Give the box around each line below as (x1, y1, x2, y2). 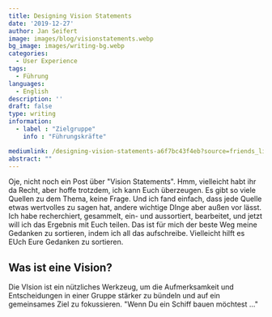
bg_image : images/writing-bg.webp (8, 42, 125, 50)
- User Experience (15, 58, 79, 66)
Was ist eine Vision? (8, 260, 113, 274)
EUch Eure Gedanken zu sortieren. (8, 237, 124, 247)
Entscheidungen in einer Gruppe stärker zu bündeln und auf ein (8, 291, 221, 301)
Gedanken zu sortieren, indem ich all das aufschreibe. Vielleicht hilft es (8, 229, 245, 238)
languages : (8, 79, 45, 88)
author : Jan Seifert (8, 27, 79, 35)
